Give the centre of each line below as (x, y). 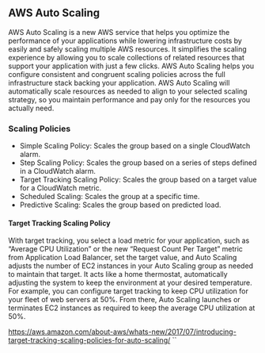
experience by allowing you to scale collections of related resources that (127, 57)
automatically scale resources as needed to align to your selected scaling (128, 91)
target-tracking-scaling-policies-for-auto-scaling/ (89, 340)
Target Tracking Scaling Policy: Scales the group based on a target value (138, 180)
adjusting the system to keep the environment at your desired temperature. (130, 283)
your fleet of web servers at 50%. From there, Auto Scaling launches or (125, 300)
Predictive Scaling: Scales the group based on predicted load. (120, 205)
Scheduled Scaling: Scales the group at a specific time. (110, 197)
